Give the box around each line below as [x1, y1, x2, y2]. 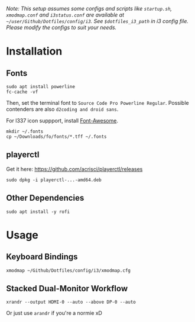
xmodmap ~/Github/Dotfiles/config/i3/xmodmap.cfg [6, 268, 131, 273]
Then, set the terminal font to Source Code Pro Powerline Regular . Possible [6, 99, 189, 106]
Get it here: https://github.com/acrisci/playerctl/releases [6, 165, 143, 172]
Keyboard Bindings [6, 252, 78, 262]
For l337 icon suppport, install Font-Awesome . [6, 117, 118, 124]
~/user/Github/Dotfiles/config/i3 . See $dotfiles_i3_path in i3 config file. [6, 18, 189, 24]
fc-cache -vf [6, 89, 38, 95]
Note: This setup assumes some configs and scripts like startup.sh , [6, 5, 173, 12]
